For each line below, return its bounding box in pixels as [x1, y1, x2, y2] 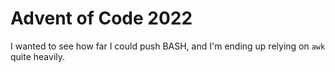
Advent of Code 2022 [10, 7, 193, 30]
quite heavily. [10, 50, 66, 62]
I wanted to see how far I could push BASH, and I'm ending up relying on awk [10, 40, 326, 52]
